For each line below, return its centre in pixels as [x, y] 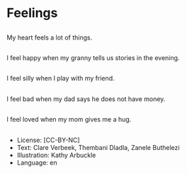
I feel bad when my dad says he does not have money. [86, 99]
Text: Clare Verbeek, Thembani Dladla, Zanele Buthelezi [98, 147]
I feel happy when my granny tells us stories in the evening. [93, 57]
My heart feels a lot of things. [50, 37]
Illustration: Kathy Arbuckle [56, 155]
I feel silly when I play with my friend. [61, 79]
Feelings [32, 13]
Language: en [37, 162]
